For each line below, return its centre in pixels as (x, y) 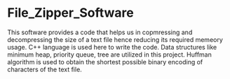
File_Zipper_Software (71, 13)
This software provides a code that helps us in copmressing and (100, 32)
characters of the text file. (45, 69)
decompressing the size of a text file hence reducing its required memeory (115, 39)
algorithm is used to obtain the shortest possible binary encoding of (105, 62)
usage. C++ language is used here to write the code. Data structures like (112, 47)
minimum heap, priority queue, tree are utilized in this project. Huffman (109, 55)
